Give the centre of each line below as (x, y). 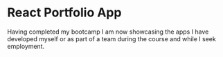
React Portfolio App (64, 13)
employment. (26, 46)
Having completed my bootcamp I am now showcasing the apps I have (108, 32)
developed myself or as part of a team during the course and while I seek (111, 38)
